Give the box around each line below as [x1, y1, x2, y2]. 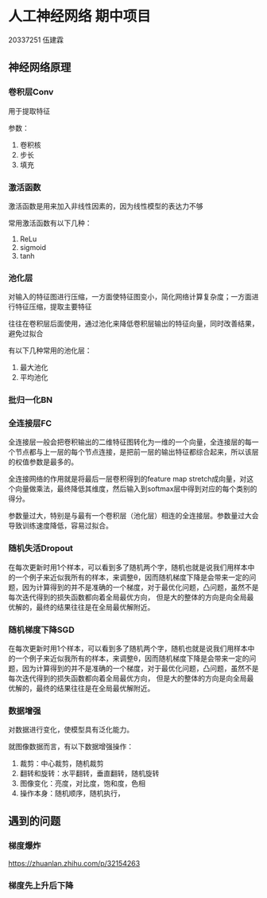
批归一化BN [8, 395, 53, 406]
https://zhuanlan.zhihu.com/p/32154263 [8, 859, 141, 869]
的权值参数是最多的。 [8, 457, 78, 467]
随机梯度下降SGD [8, 624, 75, 635]
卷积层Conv [8, 87, 54, 98]
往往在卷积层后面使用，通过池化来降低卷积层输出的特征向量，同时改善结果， [8, 319, 259, 329]
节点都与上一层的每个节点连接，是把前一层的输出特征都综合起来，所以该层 [14, 447, 259, 457]
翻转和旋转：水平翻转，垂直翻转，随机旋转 [19, 769, 160, 779]
